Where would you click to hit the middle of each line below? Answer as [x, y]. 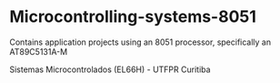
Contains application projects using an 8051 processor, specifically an [140, 42]
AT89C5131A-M [39, 51]
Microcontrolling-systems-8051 [133, 17]
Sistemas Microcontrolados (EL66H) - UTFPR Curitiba [110, 69]
